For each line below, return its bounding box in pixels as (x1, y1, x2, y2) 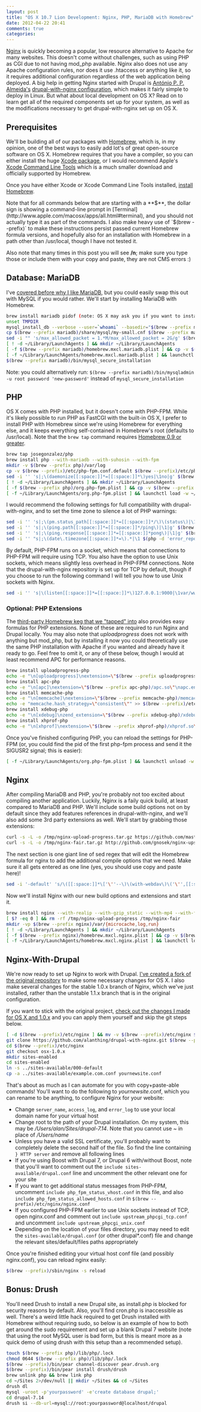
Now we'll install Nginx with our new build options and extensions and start (6, 892, 191, 899)
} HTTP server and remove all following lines (14, 1150, 124, 1158)
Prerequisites (6, 122, 57, 132)
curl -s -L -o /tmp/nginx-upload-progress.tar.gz (6, 834, 133, 840)
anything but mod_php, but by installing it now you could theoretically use (6, 637, 188, 644)
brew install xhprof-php (6, 717, 68, 723)
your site (14, 1176, 37, 1183)
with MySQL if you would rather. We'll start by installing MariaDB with (6, 295, 177, 302)
